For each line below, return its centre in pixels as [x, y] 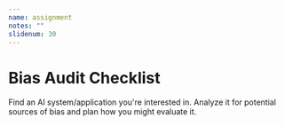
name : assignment [40, 17]
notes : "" [27, 26]
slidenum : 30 [32, 34]
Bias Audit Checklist [84, 78]
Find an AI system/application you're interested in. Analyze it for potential [142, 102]
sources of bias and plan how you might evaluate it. [103, 112]
